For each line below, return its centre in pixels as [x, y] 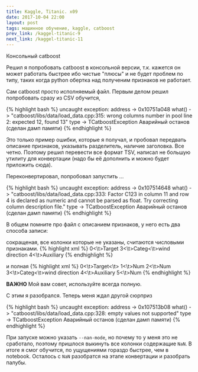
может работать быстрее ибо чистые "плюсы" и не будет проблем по [95, 74]
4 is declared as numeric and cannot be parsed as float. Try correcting [92, 200]
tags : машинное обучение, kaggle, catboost [61, 28]
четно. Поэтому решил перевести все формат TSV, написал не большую [98, 152]
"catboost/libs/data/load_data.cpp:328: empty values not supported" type [101, 313]
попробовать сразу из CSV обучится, [53, 98]
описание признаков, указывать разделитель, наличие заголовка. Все [95, 146]
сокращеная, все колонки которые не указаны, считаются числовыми [95, 242]
